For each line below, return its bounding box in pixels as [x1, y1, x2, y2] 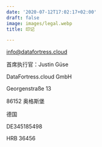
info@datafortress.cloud [6, 48, 68, 56]
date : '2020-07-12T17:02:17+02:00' [6, 9, 97, 15]
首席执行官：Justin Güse [6, 61, 69, 68]
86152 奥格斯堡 [6, 97, 45, 105]
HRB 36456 [6, 135, 35, 142]
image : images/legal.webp [6, 20, 72, 26]
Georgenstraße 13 [6, 85, 52, 92]
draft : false [6, 15, 40, 21]
